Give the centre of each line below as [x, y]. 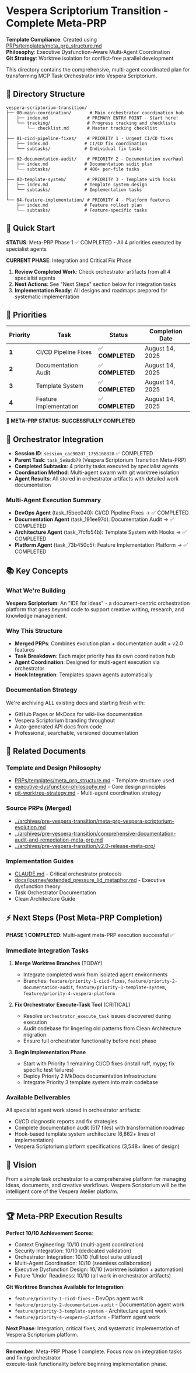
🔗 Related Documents [46, 751]
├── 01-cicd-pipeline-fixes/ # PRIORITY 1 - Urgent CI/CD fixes [90, 138]
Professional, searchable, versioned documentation [76, 733]
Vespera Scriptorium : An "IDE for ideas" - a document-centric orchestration [98, 603]
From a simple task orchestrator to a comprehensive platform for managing [96, 1179]
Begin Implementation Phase [50, 1052]
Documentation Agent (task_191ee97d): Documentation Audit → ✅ [94, 519]
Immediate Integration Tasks [48, 950]
